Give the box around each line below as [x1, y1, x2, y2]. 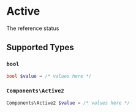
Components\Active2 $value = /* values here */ [6, 100, 130, 106]
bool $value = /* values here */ [6, 73, 92, 79]
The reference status [6, 24, 59, 32]
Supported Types [6, 42, 75, 53]
